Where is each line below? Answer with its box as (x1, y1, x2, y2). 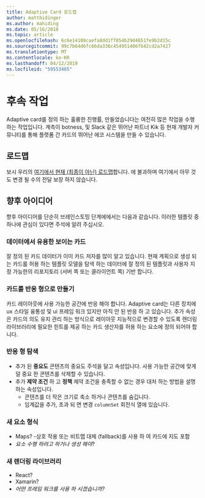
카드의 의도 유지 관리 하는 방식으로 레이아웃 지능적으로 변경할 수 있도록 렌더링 (12, 315, 198, 323)
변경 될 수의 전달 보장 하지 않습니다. (12, 176, 98, 183)
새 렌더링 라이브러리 (6, 458, 62, 466)
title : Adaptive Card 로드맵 (6, 9, 77, 15)
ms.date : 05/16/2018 (6, 26, 59, 33)
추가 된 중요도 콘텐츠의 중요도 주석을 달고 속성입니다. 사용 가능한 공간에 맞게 (15, 362, 197, 370)
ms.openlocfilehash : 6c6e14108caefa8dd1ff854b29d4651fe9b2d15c (6, 37, 171, 44)
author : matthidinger (6, 15, 62, 21)
